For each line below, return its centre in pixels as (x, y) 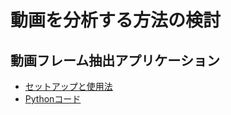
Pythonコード (53, 99)
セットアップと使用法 (68, 86)
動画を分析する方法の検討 (116, 20)
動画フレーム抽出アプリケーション (115, 60)
